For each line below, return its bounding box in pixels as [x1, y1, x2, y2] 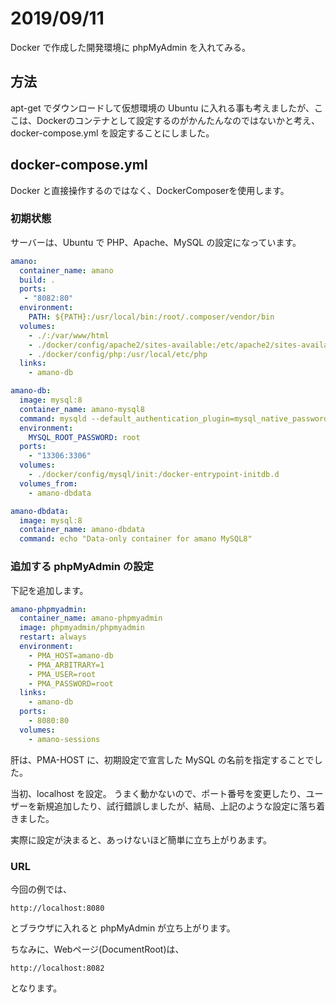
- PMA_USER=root [28, 669, 97, 679]
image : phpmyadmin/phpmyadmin [19, 623, 145, 633]
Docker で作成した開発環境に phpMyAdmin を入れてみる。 [10, 41, 251, 53]
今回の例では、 [10, 883, 72, 895]
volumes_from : [19, 478, 78, 489]
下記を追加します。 [10, 584, 89, 596]
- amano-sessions [28, 734, 101, 744]
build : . [19, 275, 56, 285]
